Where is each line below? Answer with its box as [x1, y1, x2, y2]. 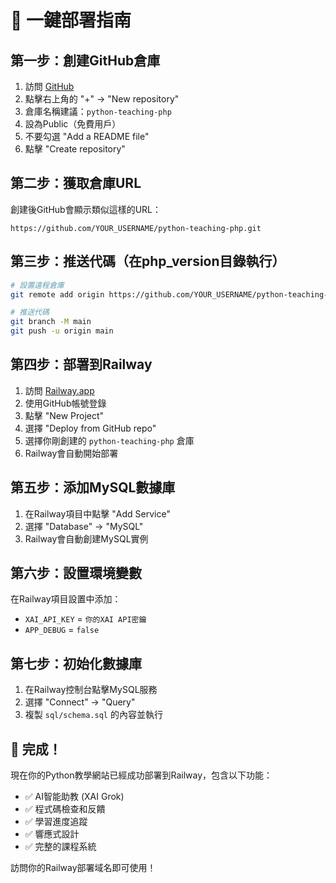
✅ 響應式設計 [24, 828, 80, 840]
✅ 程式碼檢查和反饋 [24, 803, 106, 815]
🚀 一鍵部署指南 [10, 9, 132, 32]
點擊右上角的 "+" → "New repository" [24, 93, 180, 105]
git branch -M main [10, 317, 92, 327]
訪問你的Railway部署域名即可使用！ [10, 862, 157, 874]
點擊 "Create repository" [24, 143, 126, 155]
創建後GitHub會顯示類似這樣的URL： [10, 203, 162, 215]
